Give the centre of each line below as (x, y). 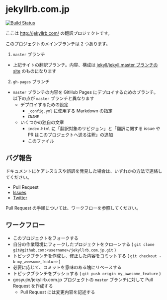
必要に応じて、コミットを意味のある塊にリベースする (67, 267)
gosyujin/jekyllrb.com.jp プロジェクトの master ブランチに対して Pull (83, 280)
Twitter (20, 198)
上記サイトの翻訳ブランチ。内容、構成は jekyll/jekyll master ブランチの (85, 65)
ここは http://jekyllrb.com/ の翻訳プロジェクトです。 (59, 33)
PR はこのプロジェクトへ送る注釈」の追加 (70, 135)
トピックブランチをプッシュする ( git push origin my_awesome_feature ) (87, 273)
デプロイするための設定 (44, 104)
